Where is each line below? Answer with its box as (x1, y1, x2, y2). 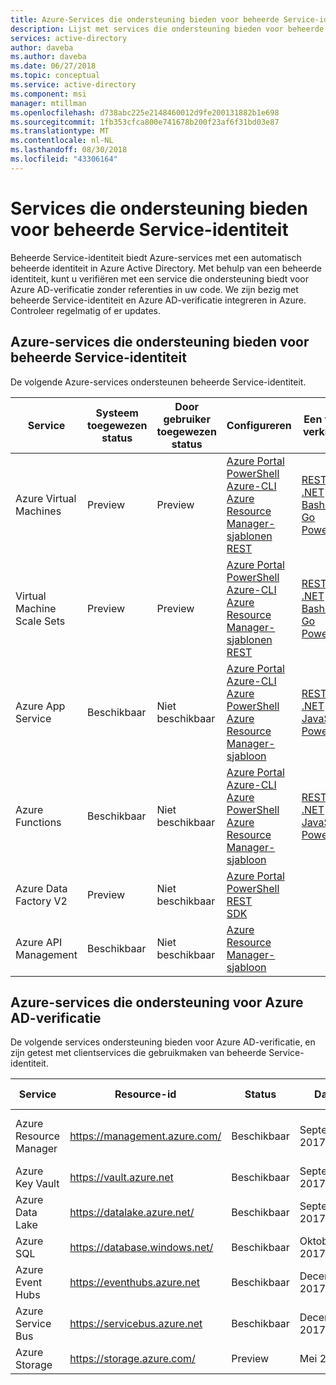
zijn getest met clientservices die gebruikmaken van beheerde (10, 1047, 267, 1059)
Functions (15, 815, 62, 829)
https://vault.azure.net (69, 1171, 174, 1185)
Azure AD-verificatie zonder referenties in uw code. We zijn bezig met (10, 283, 299, 295)
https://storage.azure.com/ (69, 1352, 196, 1366)
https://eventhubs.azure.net (69, 1276, 200, 1290)
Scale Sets (15, 614, 66, 628)
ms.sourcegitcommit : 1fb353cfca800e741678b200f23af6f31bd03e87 (10, 117, 280, 127)
